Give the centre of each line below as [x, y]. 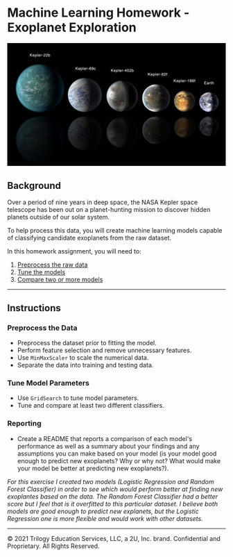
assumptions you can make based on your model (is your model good [117, 454]
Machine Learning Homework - [98, 13]
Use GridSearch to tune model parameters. [78, 398]
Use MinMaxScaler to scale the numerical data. [83, 357]
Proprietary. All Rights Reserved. [53, 546]
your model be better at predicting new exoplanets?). [93, 468]
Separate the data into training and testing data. [85, 365]
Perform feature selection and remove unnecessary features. [104, 350]
